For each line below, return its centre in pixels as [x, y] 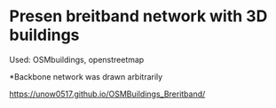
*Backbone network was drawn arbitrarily [86, 76]
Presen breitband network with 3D [138, 16]
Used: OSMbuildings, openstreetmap [77, 59]
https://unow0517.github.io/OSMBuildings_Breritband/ [107, 94]
